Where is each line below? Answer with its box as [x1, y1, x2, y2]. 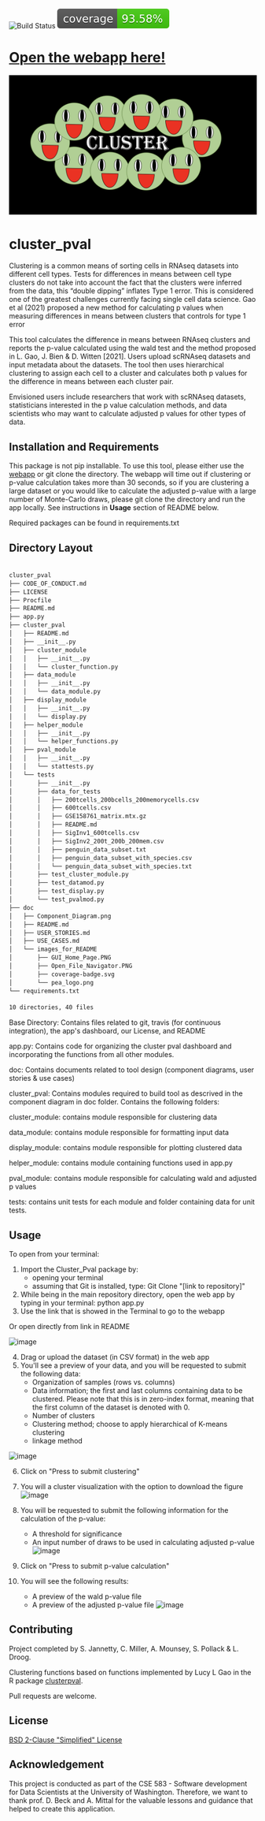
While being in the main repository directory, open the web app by [20, 1290, 235, 1299]
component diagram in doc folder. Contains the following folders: [9, 1097, 219, 1107]
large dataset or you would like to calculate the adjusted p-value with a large [9, 486, 256, 496]
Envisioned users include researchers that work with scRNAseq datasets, [9, 392, 246, 402]
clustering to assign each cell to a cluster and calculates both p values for [9, 368, 248, 378]
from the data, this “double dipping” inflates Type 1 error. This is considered [9, 286, 254, 296]
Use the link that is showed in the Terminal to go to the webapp [20, 1306, 225, 1316]
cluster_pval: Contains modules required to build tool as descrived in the [9, 1089, 243, 1098]
